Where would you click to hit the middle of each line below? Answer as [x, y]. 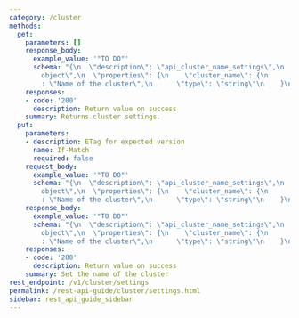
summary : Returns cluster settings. [93, 117]
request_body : [51, 167]
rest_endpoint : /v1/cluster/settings [79, 282]
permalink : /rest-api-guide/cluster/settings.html [105, 290]
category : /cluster [45, 17]
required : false [63, 158]
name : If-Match [61, 150]
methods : [25, 26]
